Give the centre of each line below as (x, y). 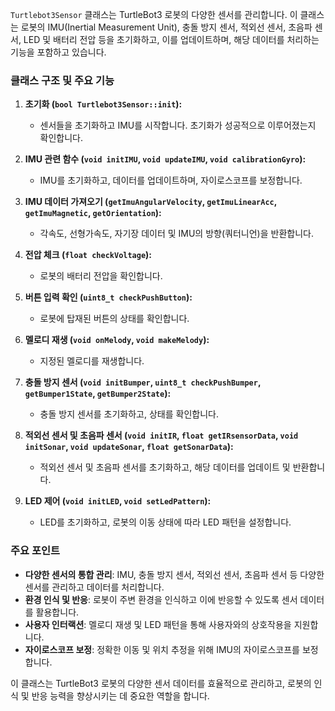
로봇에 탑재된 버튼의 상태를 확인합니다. (114, 319)
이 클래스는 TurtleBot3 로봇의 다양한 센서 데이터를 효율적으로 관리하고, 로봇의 (161, 683)
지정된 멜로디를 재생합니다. (92, 361)
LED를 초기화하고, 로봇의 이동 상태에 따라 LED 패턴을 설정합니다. (165, 522)
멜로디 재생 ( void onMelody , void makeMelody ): (117, 340)
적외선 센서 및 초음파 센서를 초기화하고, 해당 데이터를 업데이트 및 (165, 467)
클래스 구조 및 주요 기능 (62, 80)
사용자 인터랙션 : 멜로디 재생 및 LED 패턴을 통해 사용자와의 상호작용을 (158, 624)
